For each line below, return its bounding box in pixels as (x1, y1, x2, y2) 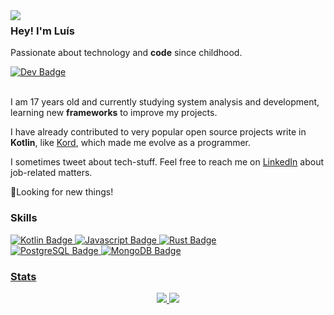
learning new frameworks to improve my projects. (10, 107, 218, 119)
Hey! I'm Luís (10, 24, 75, 38)
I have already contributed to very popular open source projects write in (10, 126, 307, 138)
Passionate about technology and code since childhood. (10, 47, 243, 59)
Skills (10, 211, 38, 225)
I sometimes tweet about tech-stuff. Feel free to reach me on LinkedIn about (10, 156, 324, 168)
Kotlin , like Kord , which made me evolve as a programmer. (10, 137, 252, 149)
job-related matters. (10, 167, 93, 179)
